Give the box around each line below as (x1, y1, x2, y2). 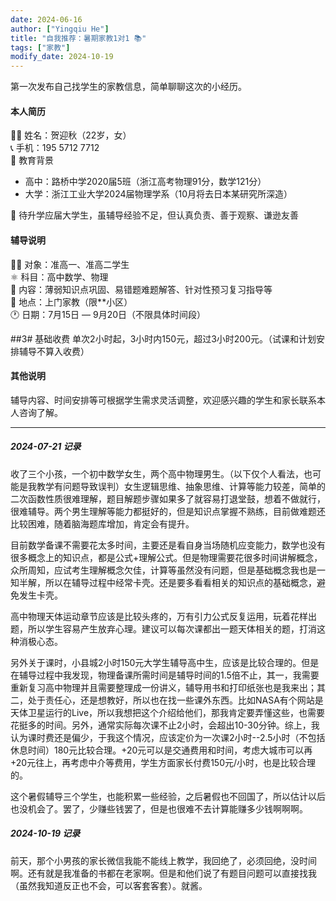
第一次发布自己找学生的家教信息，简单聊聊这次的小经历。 (10, 81, 247, 93)
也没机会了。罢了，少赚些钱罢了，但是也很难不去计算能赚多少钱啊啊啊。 (10, 802, 308, 815)
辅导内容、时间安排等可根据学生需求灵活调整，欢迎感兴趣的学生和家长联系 (10, 394, 317, 406)
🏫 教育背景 (10, 154, 55, 166)
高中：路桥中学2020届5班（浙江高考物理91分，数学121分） (24, 176, 267, 188)
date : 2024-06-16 (10, 14, 83, 25)
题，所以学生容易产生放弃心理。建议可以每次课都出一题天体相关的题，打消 (10, 622, 317, 635)
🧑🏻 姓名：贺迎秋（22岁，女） (10, 129, 132, 141)
